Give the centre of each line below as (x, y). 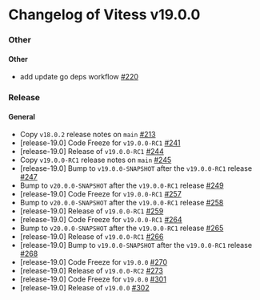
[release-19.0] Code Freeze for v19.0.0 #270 (94, 262)
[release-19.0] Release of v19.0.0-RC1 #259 (92, 211)
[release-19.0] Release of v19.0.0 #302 (84, 288)
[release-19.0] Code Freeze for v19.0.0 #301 (93, 279)
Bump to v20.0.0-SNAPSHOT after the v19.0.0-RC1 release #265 (122, 228)
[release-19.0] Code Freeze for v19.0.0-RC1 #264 (101, 220)
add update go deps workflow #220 (79, 77)
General (22, 116)
